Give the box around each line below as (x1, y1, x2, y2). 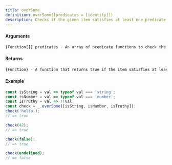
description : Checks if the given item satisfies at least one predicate (5, 17, 166, 22)
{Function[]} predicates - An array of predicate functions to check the (5, 44, 166, 49)
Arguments (5, 33, 30, 39)
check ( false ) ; (5, 137, 36, 142)
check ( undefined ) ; (5, 151, 45, 156)
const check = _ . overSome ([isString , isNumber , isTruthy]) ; (5, 104, 137, 109)
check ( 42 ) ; (5, 122, 29, 127)
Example (5, 78, 25, 84)
